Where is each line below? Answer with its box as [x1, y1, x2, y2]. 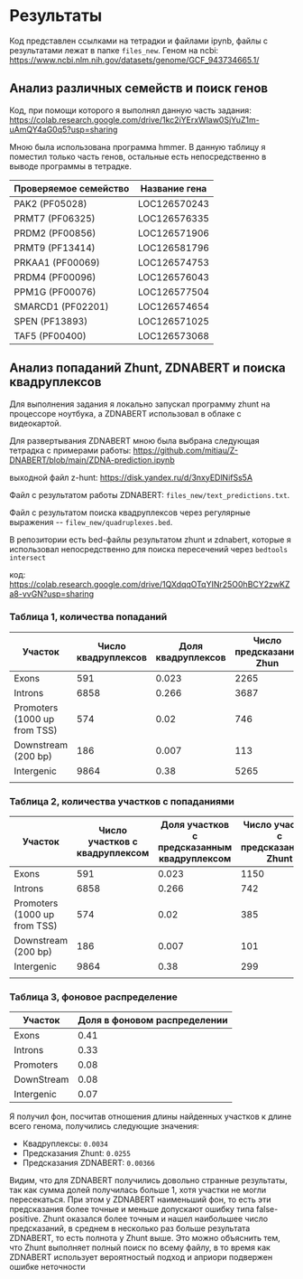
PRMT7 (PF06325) [14, 212, 96, 224]
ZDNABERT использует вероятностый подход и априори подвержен [9, 1252, 273, 1263]
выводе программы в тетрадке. [9, 160, 133, 172]
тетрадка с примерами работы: [9, 445, 132, 456]
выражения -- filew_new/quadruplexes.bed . [9, 516, 173, 527]
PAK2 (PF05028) [14, 197, 87, 210]
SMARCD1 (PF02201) [14, 300, 109, 313]
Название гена [140, 182, 207, 194]
